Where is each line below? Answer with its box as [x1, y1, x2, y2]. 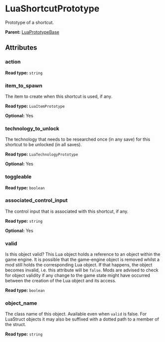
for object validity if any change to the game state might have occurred [5, 272, 150, 278]
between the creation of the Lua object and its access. [5, 278, 116, 284]
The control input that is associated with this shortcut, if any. [5, 208, 129, 214]
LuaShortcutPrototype [5, 3, 100, 14]
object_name [5, 300, 37, 307]
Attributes [5, 43, 37, 52]
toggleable [5, 173, 32, 180]
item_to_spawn [5, 82, 43, 89]
